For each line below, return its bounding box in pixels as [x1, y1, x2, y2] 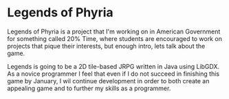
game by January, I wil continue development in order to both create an [7, 76, 210, 85]
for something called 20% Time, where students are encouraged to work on [7, 34, 222, 42]
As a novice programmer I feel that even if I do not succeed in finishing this [7, 70, 220, 78]
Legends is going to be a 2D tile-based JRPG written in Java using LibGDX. [7, 62, 220, 70]
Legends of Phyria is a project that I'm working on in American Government [7, 27, 221, 36]
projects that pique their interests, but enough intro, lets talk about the [7, 42, 206, 50]
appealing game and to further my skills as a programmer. [7, 84, 171, 92]
